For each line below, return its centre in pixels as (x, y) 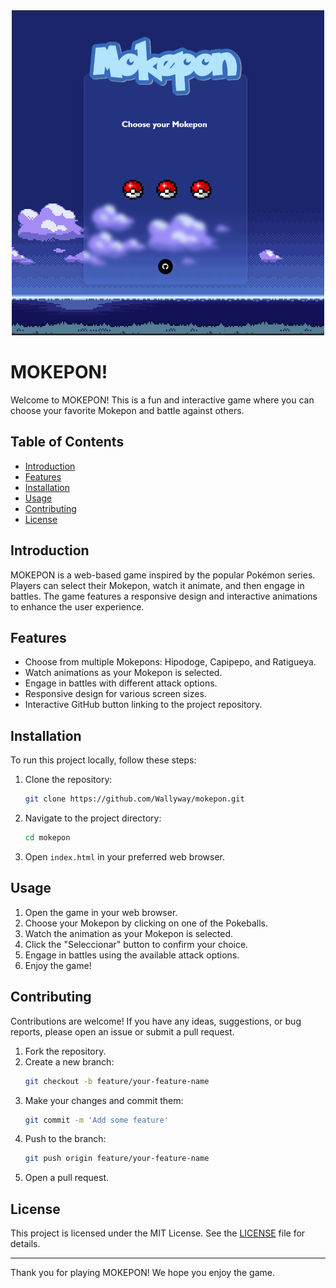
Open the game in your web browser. (101, 912)
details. (25, 1244)
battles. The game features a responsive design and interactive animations (164, 596)
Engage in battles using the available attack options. (132, 955)
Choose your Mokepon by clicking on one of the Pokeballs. (146, 923)
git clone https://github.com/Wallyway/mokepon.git (134, 799)
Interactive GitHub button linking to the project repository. (143, 705)
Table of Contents (67, 442)
